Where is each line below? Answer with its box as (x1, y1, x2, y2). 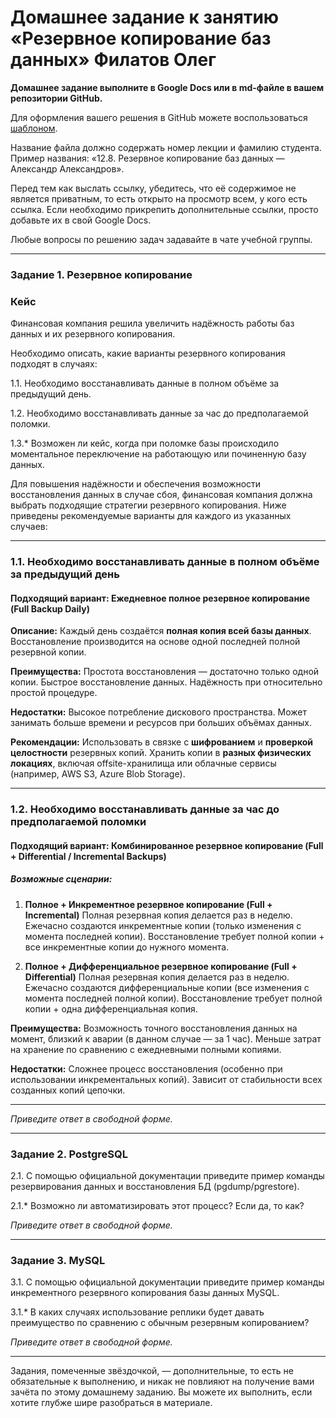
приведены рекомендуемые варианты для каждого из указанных (10, 510, 292, 522)
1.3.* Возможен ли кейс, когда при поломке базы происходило (10, 437, 280, 450)
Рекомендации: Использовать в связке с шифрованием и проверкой (10, 736, 314, 748)
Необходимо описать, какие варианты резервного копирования (10, 347, 286, 360)
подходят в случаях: (10, 358, 98, 370)
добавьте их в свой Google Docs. (10, 214, 152, 226)
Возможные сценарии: (10, 873, 113, 885)
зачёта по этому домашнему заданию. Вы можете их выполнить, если (10, 1386, 313, 1398)
